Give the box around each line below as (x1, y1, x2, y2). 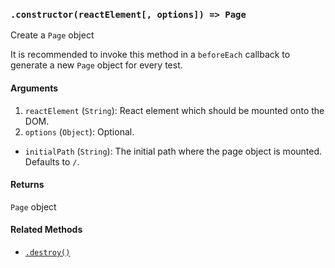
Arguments (10, 82, 59, 94)
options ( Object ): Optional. (24, 125, 135, 138)
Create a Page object (10, 29, 95, 41)
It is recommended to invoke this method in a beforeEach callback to (10, 49, 291, 61)
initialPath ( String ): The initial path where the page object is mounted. (24, 145, 323, 157)
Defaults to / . (24, 155, 80, 168)
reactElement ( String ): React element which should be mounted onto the (24, 104, 325, 116)
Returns (10, 179, 45, 191)
